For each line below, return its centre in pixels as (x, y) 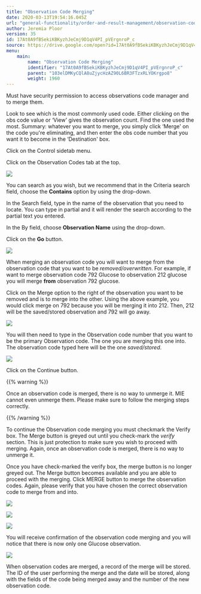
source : (16, 46)
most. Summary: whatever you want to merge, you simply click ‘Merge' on (98, 126)
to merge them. (25, 102)
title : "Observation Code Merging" (51, 12)
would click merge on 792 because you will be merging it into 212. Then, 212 (100, 306)
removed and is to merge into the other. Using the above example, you (93, 299)
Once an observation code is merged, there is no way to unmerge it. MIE (95, 394)
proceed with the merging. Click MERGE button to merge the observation (96, 480)
